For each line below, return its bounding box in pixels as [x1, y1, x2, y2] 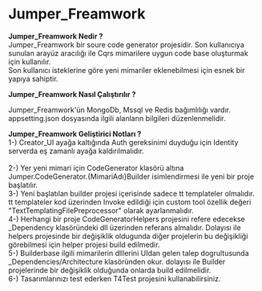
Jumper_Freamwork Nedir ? [8, 31, 103, 41]
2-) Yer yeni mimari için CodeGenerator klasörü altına [8, 163, 184, 172]
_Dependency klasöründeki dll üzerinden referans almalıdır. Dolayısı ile [8, 222, 242, 232]
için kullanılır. [8, 57, 51, 67]
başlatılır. [8, 180, 38, 189]
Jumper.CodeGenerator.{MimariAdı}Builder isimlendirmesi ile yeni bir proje [8, 172, 255, 181]
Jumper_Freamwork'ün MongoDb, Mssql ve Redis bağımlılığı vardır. [8, 105, 231, 115]
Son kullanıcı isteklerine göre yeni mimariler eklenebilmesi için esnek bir [8, 65, 245, 75]
